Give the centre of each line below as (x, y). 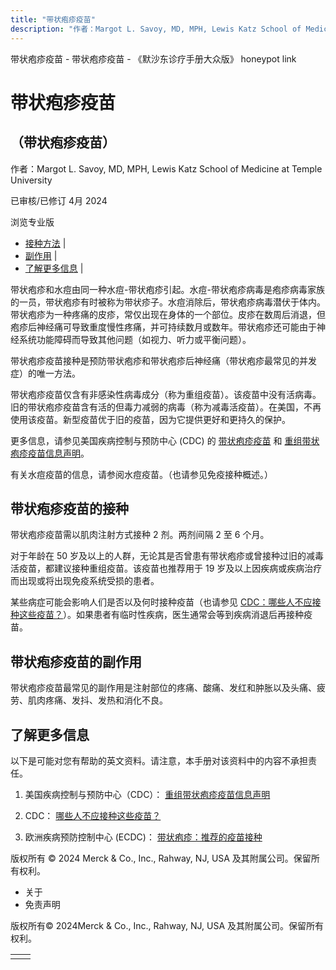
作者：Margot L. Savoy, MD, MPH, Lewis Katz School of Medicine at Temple (166, 168)
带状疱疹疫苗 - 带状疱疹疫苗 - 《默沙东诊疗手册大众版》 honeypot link (153, 58)
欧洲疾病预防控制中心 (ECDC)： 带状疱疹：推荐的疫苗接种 (143, 837)
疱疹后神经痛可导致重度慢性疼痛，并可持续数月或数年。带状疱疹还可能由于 (163, 327)
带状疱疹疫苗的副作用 (76, 661)
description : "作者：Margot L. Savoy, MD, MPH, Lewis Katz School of (156, 29)
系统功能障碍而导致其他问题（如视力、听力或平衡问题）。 (135, 339)
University (31, 180)
